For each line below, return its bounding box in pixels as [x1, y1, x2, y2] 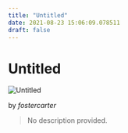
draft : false [8, 26, 51, 34]
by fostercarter [8, 101, 57, 110]
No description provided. [27, 116, 108, 125]
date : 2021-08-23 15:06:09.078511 [8, 19, 121, 27]
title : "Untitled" [8, 11, 68, 20]
